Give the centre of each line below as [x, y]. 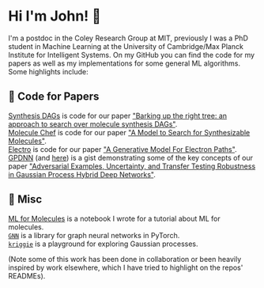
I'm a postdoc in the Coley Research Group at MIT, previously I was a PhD [128, 38]
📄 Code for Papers [54, 97]
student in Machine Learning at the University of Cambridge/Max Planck [126, 46]
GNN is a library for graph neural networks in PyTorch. [94, 235]
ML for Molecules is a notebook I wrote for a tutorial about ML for [114, 218]
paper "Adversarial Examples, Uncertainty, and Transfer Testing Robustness [132, 166]
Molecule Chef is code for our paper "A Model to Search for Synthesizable [129, 132]
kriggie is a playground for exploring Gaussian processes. [104, 244]
